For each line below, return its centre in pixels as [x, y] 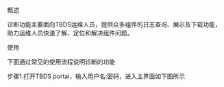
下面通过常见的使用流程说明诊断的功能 [61, 62]
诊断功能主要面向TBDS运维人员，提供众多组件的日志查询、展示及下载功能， [114, 24]
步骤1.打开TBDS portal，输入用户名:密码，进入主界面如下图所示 [96, 76]
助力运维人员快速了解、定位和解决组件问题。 [70, 33]
